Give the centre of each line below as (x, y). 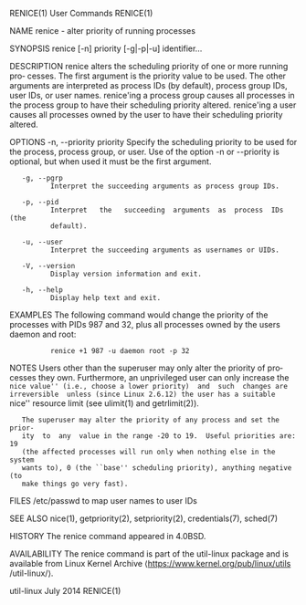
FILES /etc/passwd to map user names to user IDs (104, 501)
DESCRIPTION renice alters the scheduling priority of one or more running (149, 66)
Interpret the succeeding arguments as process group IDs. (165, 186)
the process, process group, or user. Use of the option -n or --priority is (145, 151)
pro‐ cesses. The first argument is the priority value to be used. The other (148, 76)
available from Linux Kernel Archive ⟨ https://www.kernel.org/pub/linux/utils (150, 563)
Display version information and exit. (126, 274)
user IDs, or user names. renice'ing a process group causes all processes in (152, 95)
